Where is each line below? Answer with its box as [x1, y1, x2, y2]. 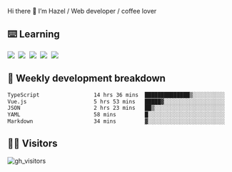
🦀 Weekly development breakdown [7, 72, 166, 85]
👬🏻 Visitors [7, 138, 59, 150]
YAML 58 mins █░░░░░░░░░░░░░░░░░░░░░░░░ [7, 111, 225, 118]
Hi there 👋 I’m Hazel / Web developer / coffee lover [7, 7, 157, 15]
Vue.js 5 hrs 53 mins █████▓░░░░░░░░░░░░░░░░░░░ [7, 98, 225, 105]
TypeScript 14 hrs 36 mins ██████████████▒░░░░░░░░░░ [7, 91, 225, 98]
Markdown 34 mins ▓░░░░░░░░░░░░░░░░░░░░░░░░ [7, 118, 225, 125]
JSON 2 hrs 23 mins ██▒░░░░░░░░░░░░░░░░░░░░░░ [7, 104, 225, 112]
